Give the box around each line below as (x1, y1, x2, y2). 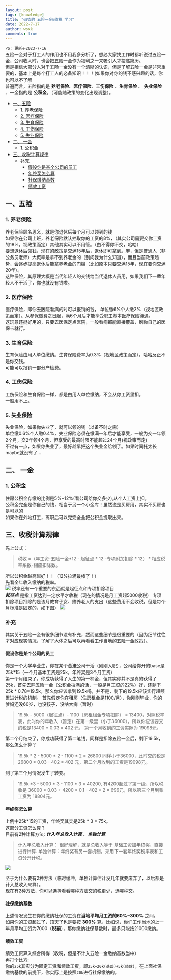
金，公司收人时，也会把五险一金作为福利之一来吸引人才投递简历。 (5, 58, 144, 64)
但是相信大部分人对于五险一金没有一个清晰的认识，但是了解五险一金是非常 (5, 64, 161, 70)
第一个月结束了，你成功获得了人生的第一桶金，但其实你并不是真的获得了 (5, 675, 157, 681)
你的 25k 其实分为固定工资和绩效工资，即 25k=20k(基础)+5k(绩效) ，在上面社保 (5, 963, 162, 969)
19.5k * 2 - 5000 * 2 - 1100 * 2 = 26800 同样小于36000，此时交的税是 (17, 753, 165, 759)
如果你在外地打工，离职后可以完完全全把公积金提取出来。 (5, 514, 126, 520)
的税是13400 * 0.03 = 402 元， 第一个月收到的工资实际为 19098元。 (17, 725, 161, 731)
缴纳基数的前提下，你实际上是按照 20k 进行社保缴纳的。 (5, 969, 120, 975)
